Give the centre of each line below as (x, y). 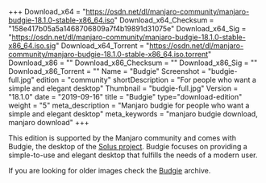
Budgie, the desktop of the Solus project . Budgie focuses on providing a (128, 146)
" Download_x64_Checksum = (164, 20)
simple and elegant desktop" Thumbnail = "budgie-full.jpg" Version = (123, 88)
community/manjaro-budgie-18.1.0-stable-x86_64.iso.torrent (108, 54)
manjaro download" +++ (49, 122)
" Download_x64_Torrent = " (102, 46)
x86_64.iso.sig (32, 46)
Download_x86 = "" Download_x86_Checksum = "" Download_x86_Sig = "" (133, 63)
